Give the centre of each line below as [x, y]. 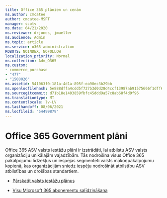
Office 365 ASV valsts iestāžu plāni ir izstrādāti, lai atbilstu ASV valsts [76, 150]
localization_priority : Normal [38, 56]
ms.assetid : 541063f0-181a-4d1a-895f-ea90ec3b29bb [59, 84]
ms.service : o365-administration [40, 47]
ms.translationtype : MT [30, 98]
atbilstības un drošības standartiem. [42, 171]
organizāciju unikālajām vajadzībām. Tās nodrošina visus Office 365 [75, 155]
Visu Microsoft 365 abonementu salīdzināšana [60, 190]
